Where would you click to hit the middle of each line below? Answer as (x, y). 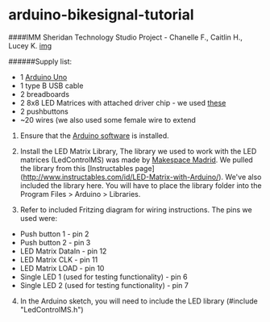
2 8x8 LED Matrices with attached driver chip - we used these (123, 102)
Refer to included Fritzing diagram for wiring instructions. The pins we (136, 209)
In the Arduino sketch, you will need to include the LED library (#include (139, 301)
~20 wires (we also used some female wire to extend (108, 119)
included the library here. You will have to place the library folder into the (141, 185)
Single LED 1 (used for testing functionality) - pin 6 (104, 277)
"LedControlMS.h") (52, 309)
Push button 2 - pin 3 (55, 242)
